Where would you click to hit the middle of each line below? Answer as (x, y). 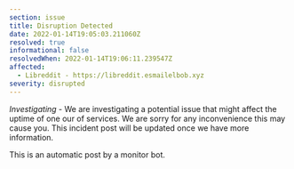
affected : (28, 68)
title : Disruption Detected (61, 26)
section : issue (37, 17)
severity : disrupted (48, 84)
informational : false (49, 51)
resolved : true (37, 42)
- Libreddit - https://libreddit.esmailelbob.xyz (111, 76)
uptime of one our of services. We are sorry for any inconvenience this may (147, 118)
